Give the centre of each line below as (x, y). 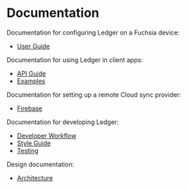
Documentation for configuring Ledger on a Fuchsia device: (93, 32)
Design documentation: (40, 164)
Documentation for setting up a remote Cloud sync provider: (94, 94)
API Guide (31, 73)
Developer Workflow (46, 135)
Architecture (35, 178)
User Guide (33, 46)
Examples (31, 81)
